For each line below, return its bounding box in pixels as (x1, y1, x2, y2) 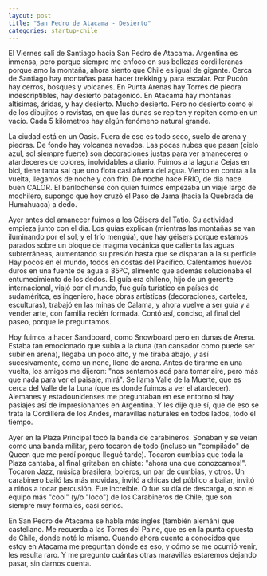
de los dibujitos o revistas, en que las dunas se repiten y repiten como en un (8, 108, 258, 117)
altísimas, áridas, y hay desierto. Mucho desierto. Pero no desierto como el (8, 99, 254, 109)
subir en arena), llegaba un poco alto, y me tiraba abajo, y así (8, 349, 209, 360)
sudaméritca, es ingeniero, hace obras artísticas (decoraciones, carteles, (8, 292, 249, 301)
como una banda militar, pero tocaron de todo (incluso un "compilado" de (8, 441, 249, 451)
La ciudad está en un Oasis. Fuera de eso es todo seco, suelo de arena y (8, 132, 247, 141)
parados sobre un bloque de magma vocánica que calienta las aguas (8, 240, 235, 250)
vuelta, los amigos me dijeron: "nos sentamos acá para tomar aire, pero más (8, 367, 259, 376)
